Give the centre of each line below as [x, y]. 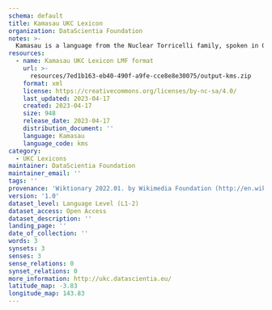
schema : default [36, 16]
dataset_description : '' [50, 219]
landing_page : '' [38, 226]
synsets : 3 [27, 249]
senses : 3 [25, 256]
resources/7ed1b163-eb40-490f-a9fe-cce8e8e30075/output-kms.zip [140, 76]
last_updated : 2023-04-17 [67, 98]
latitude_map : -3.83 [43, 286]
